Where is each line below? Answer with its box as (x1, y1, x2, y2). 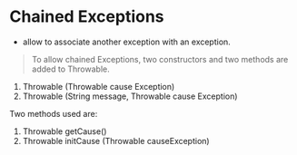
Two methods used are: (9, 108, 98, 119)
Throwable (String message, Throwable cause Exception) (22, 91, 238, 102)
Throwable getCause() (22, 125, 107, 137)
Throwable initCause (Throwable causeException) (22, 135, 211, 146)
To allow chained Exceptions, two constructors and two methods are (31, 53, 289, 64)
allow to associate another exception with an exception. (22, 36, 232, 47)
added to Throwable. (31, 63, 111, 74)
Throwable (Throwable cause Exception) (22, 81, 175, 92)
